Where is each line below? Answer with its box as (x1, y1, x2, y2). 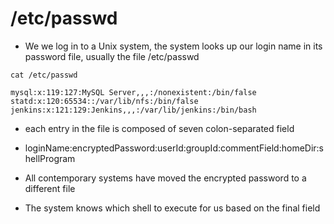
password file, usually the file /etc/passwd (24, 50, 200, 62)
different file (24, 182, 76, 194)
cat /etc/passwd (10, 70, 78, 80)
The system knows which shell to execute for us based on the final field (24, 202, 321, 214)
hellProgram (24, 152, 76, 164)
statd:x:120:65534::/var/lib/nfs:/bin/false (10, 96, 199, 106)
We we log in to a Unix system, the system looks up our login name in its (24, 40, 323, 52)
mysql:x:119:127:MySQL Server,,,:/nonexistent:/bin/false (10, 87, 257, 97)
